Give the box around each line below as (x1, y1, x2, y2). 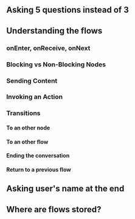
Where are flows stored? (6, 204, 102, 215)
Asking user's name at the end (6, 184, 125, 194)
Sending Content (6, 76, 58, 85)
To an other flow (6, 138, 49, 145)
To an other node (6, 124, 50, 131)
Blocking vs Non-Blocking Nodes (6, 60, 106, 69)
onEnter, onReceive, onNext (6, 44, 91, 52)
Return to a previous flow (6, 165, 71, 173)
